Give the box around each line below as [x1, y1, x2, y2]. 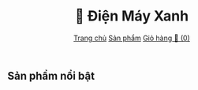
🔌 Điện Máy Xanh [74, 7, 189, 25]
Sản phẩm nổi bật [7, 69, 95, 82]
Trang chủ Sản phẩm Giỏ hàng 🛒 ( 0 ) [73, 33, 190, 43]
